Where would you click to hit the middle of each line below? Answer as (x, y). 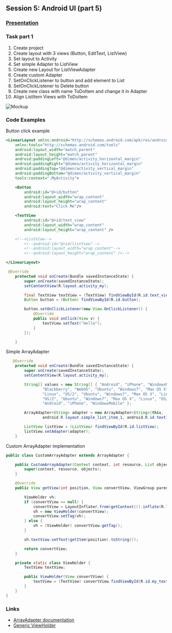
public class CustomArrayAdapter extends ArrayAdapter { (68, 455)
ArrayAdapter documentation (44, 620)
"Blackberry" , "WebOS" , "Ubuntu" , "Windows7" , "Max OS (102, 389)
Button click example (28, 131)
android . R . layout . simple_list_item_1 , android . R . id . (100, 418)
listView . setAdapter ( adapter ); (57, 431)
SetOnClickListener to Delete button (51, 86)
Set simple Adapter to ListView (45, 64)
